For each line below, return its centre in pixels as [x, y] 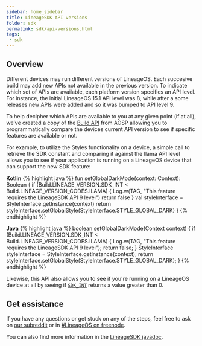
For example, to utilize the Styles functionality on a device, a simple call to [98, 147]
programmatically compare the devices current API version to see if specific [101, 129]
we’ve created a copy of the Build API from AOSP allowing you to [87, 123]
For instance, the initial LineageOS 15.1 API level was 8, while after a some [97, 98]
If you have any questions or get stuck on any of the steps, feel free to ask [99, 318]
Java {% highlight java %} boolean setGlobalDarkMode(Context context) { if [101, 228]
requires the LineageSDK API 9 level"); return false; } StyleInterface [90, 248]
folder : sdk [21, 23]
